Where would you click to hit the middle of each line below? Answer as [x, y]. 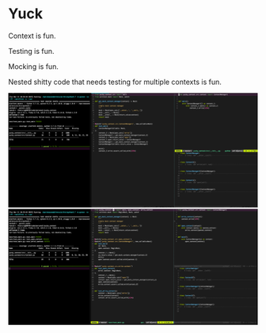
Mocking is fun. [34, 66]
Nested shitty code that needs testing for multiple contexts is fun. [115, 82]
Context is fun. [32, 36]
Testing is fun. [31, 51]
